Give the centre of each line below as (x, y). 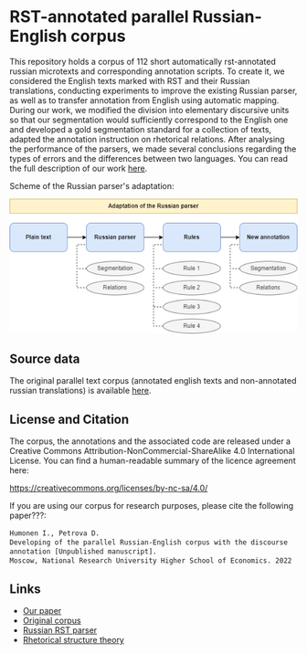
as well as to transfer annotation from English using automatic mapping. (144, 100)
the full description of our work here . (79, 168)
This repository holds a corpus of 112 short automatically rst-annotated (143, 61)
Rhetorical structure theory (74, 640)
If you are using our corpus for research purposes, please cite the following (152, 506)
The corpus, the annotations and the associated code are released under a (150, 441)
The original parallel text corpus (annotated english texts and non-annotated (153, 381)
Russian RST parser (60, 630)
